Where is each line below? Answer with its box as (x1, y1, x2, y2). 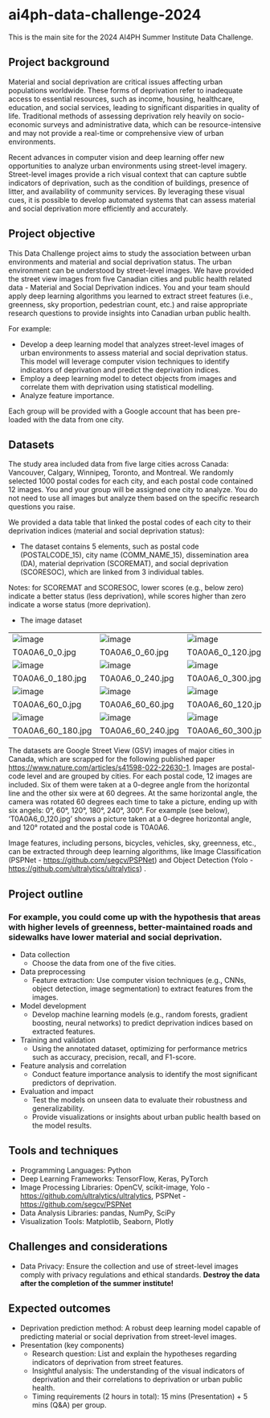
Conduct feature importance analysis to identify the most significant (31, 1070, 258, 1079)
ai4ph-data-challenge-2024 (8, 6, 202, 24)
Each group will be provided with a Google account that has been (8, 406, 225, 416)
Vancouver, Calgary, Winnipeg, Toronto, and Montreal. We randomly (8, 468, 235, 478)
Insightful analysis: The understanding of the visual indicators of (31, 1366, 245, 1375)
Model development (19, 1001, 87, 1011)
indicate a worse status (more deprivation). (8, 600, 151, 610)
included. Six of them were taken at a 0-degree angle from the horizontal (8, 780, 250, 790)
